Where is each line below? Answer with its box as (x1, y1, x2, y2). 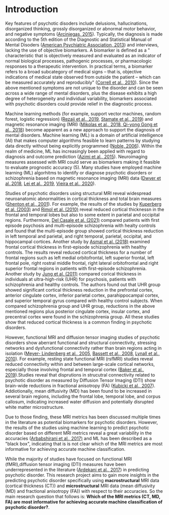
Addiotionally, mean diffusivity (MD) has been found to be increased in (5, 388, 152, 394)
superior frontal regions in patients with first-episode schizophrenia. (5, 265, 147, 271)
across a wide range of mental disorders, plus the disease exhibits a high (5, 90, 157, 96)
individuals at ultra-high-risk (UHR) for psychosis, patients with (5, 276, 136, 282)
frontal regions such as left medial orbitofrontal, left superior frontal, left (5, 254, 154, 261)
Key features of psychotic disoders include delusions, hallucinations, (5, 20, 148, 26)
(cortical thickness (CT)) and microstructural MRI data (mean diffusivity (5, 483, 155, 489)
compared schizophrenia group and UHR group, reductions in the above (5, 303, 155, 309)
